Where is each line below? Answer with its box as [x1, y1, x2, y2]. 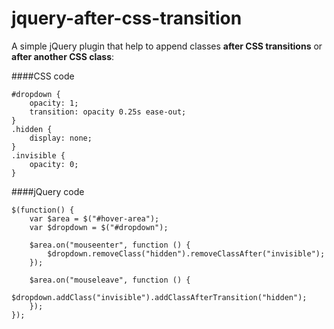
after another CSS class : [11, 50, 115, 62]
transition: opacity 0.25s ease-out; [29, 107, 187, 117]
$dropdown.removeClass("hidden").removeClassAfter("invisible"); [47, 248, 326, 259]
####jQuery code [11, 185, 85, 197]
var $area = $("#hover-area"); [29, 213, 160, 224]
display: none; [29, 133, 93, 143]
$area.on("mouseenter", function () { [29, 240, 191, 250]
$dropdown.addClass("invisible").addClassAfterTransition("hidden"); [11, 292, 308, 302]
